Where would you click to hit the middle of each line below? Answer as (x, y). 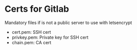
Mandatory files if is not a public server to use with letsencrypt (68, 23)
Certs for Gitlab (37, 9)
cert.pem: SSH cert (31, 32)
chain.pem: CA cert (31, 42)
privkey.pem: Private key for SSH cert (50, 37)
